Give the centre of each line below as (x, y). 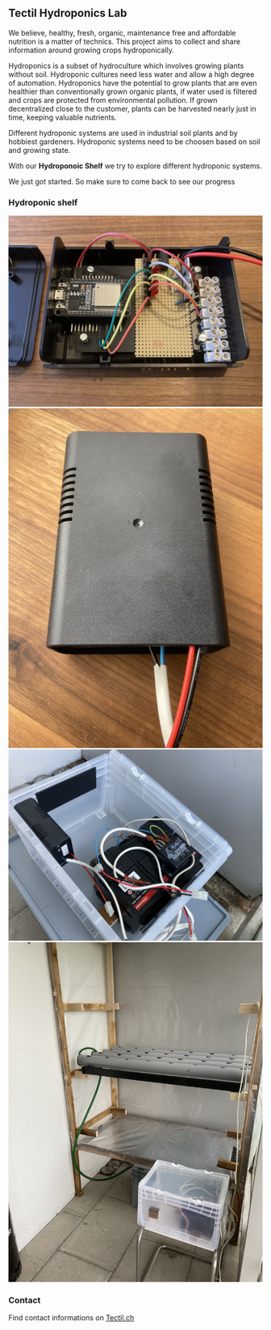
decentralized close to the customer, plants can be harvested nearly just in (132, 108)
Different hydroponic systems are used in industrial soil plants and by (123, 133)
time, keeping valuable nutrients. (63, 117)
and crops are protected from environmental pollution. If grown (113, 100)
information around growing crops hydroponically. (92, 50)
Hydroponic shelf (43, 202)
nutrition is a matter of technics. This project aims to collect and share (124, 41)
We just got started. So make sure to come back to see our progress (122, 181)
